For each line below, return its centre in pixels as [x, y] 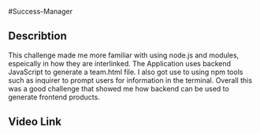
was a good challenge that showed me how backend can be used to [119, 88]
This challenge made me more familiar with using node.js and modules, [124, 55]
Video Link [35, 122]
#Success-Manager [41, 11]
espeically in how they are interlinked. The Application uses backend [119, 63]
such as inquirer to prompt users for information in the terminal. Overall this [130, 80]
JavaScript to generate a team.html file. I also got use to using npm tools [126, 72]
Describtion [37, 36]
